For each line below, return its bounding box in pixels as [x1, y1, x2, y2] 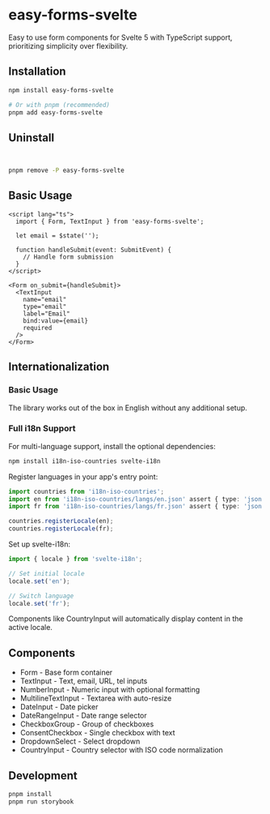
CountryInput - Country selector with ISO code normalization [19, 745, 224, 755]
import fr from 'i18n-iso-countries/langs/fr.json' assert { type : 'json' [8, 503, 266, 511]
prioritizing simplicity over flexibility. [8, 41, 129, 50]
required [23, 323, 53, 332]
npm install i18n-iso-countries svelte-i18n [8, 456, 161, 465]
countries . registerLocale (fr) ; [8, 525, 114, 533]
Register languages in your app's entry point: [8, 472, 158, 482]
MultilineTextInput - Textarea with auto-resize [19, 693, 172, 703]
